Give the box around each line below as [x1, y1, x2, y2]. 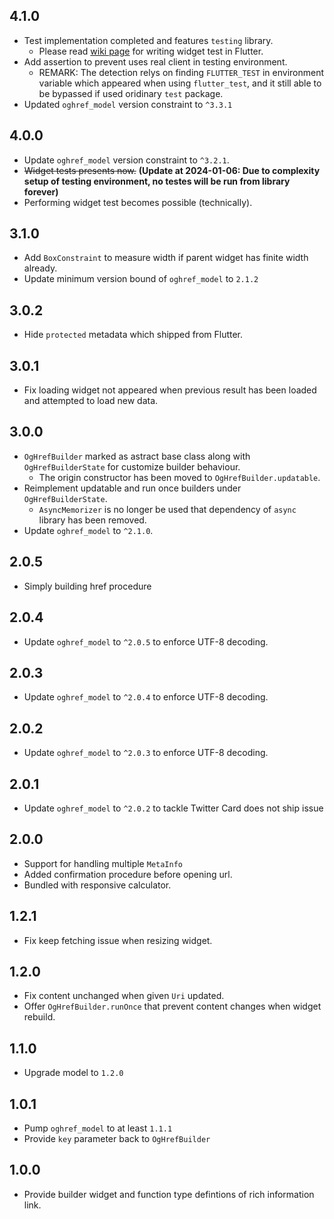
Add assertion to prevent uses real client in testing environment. [23, 55, 288, 68]
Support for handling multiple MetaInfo [23, 857, 183, 869]
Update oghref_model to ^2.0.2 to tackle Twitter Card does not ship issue [23, 802, 324, 814]
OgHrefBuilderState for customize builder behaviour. [23, 460, 241, 473]
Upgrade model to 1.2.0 [23, 1067, 124, 1079]
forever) [23, 185, 59, 198]
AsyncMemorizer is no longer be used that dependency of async [38, 503, 297, 515]
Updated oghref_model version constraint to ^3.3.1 [23, 98, 233, 110]
